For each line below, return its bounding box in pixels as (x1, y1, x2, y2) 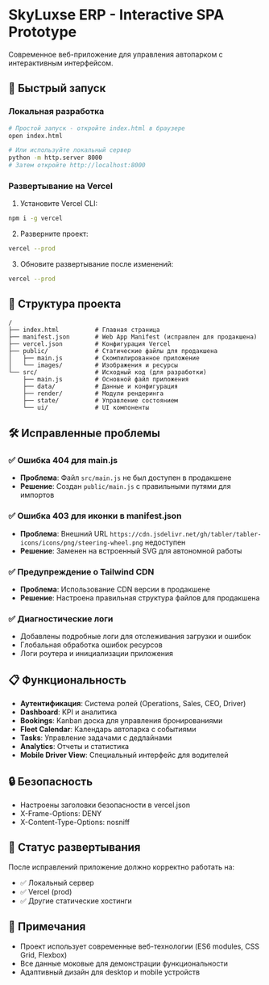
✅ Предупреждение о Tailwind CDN (8, 566, 155, 577)
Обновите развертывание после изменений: (19, 259, 174, 269)
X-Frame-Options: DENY (19, 808, 102, 818)
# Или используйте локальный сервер (8, 146, 131, 154)
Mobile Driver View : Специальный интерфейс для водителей (19, 750, 229, 760)
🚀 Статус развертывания (8, 840, 141, 854)
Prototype (8, 23, 77, 41)
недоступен (144, 537, 186, 547)
